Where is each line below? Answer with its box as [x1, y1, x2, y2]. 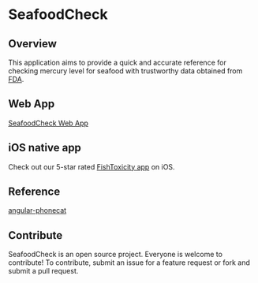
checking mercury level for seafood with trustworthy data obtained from [8, 66, 243, 76]
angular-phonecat [8, 206, 67, 215]
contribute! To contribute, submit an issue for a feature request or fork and [8, 258, 251, 267]
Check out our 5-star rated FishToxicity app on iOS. [8, 162, 175, 171]
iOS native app [8, 141, 81, 155]
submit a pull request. [8, 266, 79, 276]
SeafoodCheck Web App [8, 118, 89, 128]
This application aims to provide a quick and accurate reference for [8, 58, 226, 67]
